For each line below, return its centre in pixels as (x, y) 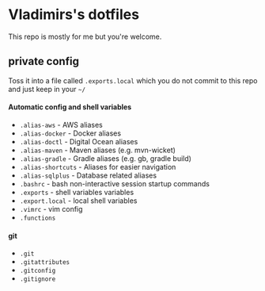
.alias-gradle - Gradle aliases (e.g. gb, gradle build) (106, 158)
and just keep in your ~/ (47, 89)
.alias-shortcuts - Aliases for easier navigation (98, 167)
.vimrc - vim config (51, 209)
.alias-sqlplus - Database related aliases (88, 175)
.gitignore (38, 279)
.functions (38, 218)
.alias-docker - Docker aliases (70, 133)
